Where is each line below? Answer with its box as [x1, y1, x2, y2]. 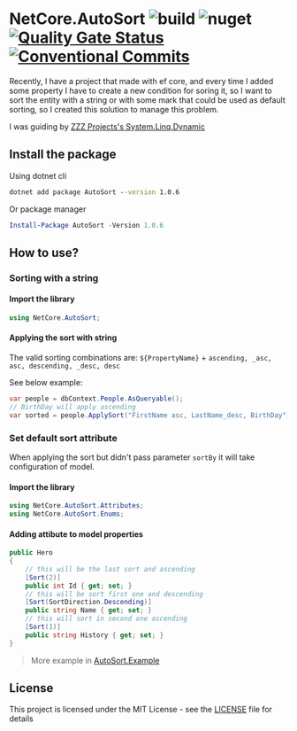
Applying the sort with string [9, 332, 118, 343]
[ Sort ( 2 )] [25, 572, 62, 582]
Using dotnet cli [9, 170, 67, 181]
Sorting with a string [9, 271, 99, 284]
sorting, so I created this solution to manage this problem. [9, 104, 219, 114]
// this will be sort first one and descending [25, 589, 203, 598]
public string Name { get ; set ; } [25, 606, 152, 615]
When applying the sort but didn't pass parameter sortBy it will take [9, 452, 255, 463]
